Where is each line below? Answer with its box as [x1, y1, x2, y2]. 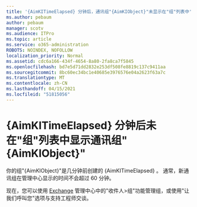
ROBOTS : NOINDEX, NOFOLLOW [6, 47, 73, 53]
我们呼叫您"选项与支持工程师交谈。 [6, 194, 92, 202]
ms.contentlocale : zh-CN [6, 81, 68, 87]
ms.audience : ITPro [6, 31, 55, 37]
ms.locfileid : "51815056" [6, 91, 70, 97]
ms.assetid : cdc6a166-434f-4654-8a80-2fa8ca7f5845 [6, 58, 134, 64]
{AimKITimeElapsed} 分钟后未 [6, 119, 157, 132]
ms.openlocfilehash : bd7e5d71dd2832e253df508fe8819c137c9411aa [6, 63, 166, 70]
